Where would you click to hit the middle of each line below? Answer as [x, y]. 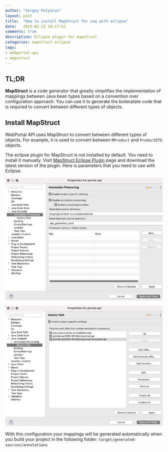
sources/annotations [27, 445]
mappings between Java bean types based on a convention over [72, 96]
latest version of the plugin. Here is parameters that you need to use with [80, 165]
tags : [11, 47]
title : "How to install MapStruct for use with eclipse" [67, 21]
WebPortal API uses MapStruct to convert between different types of [76, 134]
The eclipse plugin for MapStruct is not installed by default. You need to [79, 155]
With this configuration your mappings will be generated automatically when [84, 434]
